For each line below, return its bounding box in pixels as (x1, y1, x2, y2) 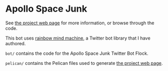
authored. (5, 40, 26, 46)
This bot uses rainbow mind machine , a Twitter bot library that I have (5, 35, 151, 41)
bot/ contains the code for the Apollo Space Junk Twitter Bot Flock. (5, 50, 148, 56)
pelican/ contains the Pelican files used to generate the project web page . (5, 60, 163, 66)
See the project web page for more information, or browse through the (5, 20, 155, 26)
